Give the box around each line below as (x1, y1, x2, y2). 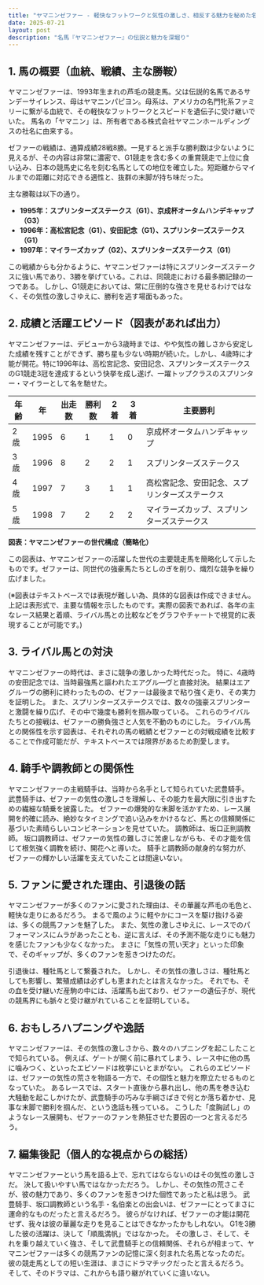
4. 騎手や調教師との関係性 (8, 762, 134, 775)
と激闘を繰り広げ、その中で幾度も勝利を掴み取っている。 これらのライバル (8, 707, 250, 716)
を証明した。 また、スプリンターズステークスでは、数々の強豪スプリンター (8, 697, 251, 707)
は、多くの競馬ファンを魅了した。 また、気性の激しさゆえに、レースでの (8, 920, 244, 929)
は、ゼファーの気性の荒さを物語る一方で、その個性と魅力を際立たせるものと (8, 1073, 256, 1083)
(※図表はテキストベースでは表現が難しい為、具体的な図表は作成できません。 (8, 590, 255, 600)
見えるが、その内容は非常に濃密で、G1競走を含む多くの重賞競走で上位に (8, 153, 243, 162)
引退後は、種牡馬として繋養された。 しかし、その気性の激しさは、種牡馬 (8, 966, 244, 976)
